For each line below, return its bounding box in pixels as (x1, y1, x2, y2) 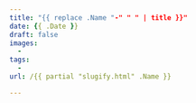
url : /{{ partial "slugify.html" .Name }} (9, 72, 172, 81)
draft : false (9, 30, 59, 39)
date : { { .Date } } (9, 22, 79, 31)
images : (9, 38, 39, 48)
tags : (9, 55, 30, 64)
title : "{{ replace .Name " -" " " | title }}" (9, 13, 188, 23)
